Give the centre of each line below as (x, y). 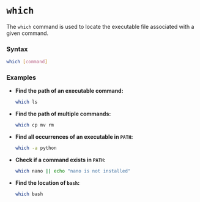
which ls (26, 102)
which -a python (36, 148)
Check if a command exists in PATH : (60, 160)
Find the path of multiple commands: (63, 114)
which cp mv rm (35, 125)
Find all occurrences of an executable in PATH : (74, 137)
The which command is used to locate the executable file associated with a (100, 26)
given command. (28, 33)
